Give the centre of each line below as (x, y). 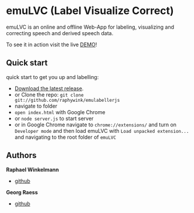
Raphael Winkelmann (33, 169)
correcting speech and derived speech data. (60, 33)
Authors (21, 155)
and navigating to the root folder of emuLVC (65, 137)
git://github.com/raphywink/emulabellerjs (67, 100)
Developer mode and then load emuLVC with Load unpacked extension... (102, 130)
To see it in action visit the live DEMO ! (52, 44)
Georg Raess (22, 192)
